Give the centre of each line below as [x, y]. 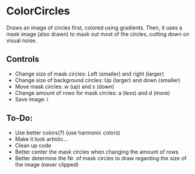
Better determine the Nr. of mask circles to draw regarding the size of [101, 158]
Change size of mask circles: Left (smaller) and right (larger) [89, 74]
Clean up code [33, 145]
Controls [23, 59]
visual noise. [22, 40]
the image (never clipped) [47, 164]
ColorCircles [38, 11]
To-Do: [19, 118]
